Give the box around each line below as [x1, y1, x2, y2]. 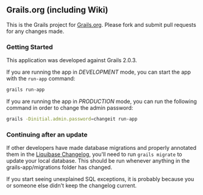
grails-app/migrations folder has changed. [6, 164, 113, 171]
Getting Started [6, 43, 53, 51]
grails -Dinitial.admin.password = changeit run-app [6, 116, 138, 122]
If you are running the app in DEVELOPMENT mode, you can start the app [6, 68, 191, 76]
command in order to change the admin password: [6, 104, 134, 112]
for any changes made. [6, 27, 65, 35]
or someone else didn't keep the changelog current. [6, 182, 137, 190]
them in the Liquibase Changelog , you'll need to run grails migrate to [6, 151, 182, 158]
